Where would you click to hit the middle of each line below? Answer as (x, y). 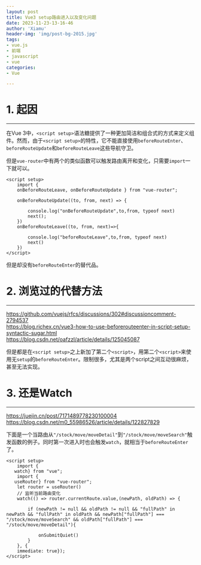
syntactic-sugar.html (32, 333)
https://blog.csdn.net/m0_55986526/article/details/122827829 (83, 422)
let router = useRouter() (49, 487)
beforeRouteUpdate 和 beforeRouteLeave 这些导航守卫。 (71, 148)
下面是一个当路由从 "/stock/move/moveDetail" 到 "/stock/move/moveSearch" (97, 434)
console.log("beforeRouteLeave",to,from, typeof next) (98, 237)
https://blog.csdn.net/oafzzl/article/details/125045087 (73, 340)
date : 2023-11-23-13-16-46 (40, 23)
